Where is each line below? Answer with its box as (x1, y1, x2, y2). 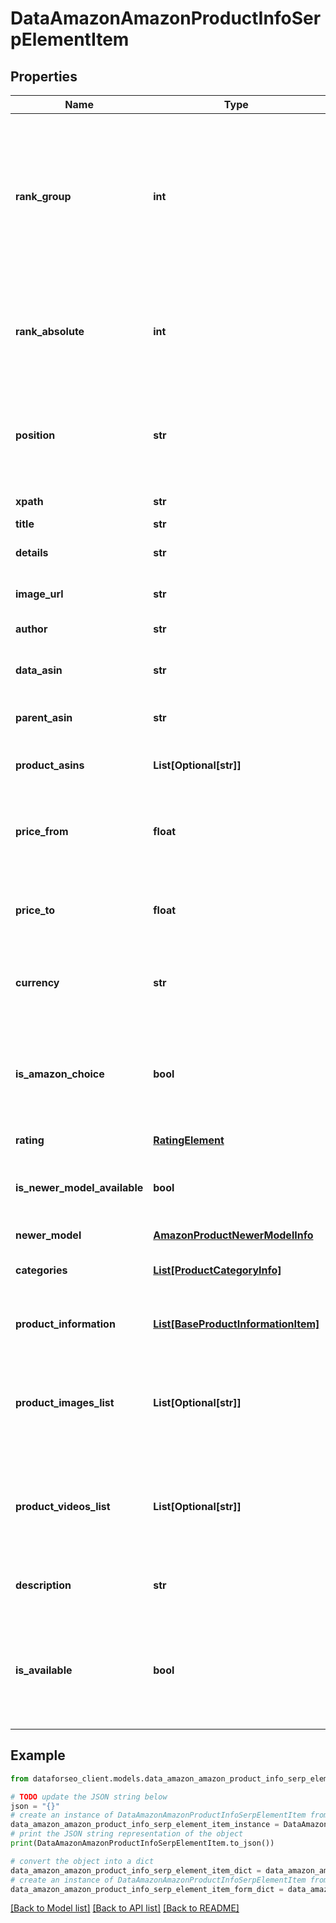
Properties (10, 68, 78, 85)
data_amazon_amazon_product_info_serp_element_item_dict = (10, 1865, 262, 1876)
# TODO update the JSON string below (10, 1792, 168, 1802)
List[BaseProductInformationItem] (153, 1317, 320, 1331)
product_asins (15, 758, 85, 772)
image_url (15, 587, 64, 601)
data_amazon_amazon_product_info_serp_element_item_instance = (10, 1820, 280, 1830)
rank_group (15, 190, 72, 203)
